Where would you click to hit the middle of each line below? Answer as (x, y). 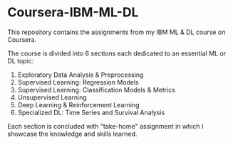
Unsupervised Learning (52, 97)
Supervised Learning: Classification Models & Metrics (97, 90)
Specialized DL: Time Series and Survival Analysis (91, 112)
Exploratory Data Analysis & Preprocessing (81, 75)
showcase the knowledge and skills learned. (72, 134)
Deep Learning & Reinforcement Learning (79, 104)
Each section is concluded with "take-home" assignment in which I (105, 126)
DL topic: (21, 60)
